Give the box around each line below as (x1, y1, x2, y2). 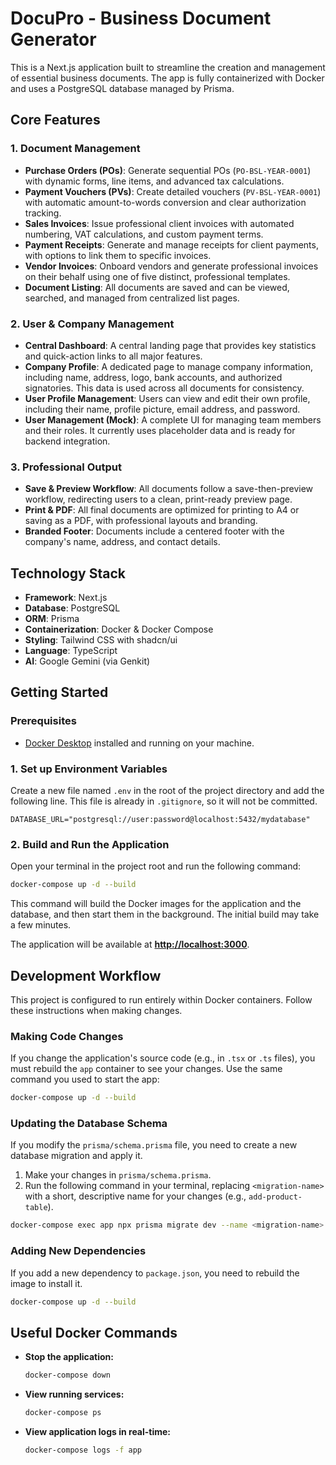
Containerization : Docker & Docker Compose (24, 623, 214, 636)
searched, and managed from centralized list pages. (24, 292, 240, 304)
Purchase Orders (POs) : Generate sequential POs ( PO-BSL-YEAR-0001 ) (24, 164, 312, 176)
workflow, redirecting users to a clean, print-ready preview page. (24, 493, 293, 506)
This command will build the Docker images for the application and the (10, 898, 302, 910)
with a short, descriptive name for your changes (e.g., (24, 1190, 247, 1202)
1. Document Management (10, 142, 141, 156)
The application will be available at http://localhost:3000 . (10, 938, 250, 951)
